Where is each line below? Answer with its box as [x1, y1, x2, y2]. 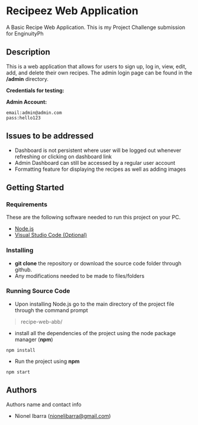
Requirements [6, 200, 48, 208]
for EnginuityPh [6, 30, 44, 37]
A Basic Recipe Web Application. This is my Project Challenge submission [6, 24, 186, 31]
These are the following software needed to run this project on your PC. [6, 214, 181, 221]
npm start [6, 369, 31, 375]
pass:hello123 [6, 115, 41, 121]
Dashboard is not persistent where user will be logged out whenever [14, 147, 181, 154]
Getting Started [6, 182, 64, 193]
